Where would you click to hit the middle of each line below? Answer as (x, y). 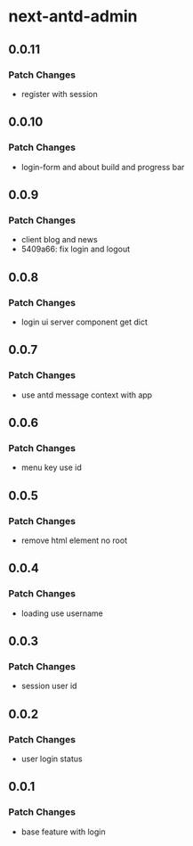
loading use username (62, 613)
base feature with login (63, 832)
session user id (49, 686)
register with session (60, 94)
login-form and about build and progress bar (103, 167)
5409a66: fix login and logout (76, 249)
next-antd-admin (73, 16)
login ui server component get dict (84, 322)
